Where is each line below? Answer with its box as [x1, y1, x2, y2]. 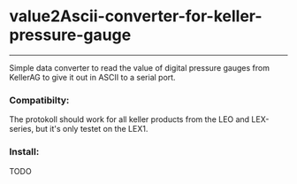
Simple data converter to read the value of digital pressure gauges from [9, 62, 270, 73]
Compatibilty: [9, 94, 70, 106]
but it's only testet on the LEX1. [34, 124, 148, 134]
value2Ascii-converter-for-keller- [9, 6, 263, 27]
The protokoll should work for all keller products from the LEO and [9, 114, 250, 125]
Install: [9, 146, 40, 158]
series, [9, 124, 34, 134]
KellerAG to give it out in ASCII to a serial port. [9, 72, 176, 82]
